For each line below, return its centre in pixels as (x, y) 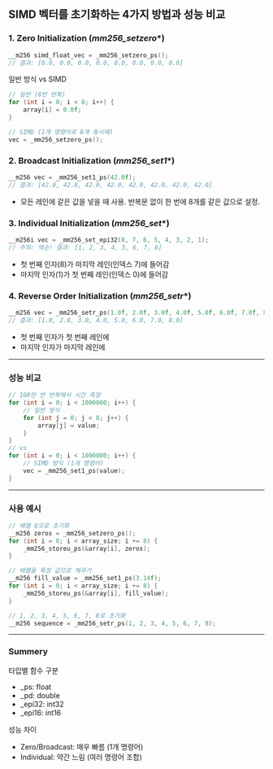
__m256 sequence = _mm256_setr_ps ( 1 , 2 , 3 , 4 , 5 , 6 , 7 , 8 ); (113, 623)
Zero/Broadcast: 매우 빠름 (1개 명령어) (82, 746)
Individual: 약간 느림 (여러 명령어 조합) (81, 757)
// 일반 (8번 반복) (37, 95)
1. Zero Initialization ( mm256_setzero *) (87, 38)
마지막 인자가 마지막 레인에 (63, 347)
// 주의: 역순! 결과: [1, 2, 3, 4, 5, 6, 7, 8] (85, 247)
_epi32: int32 (42, 704)
